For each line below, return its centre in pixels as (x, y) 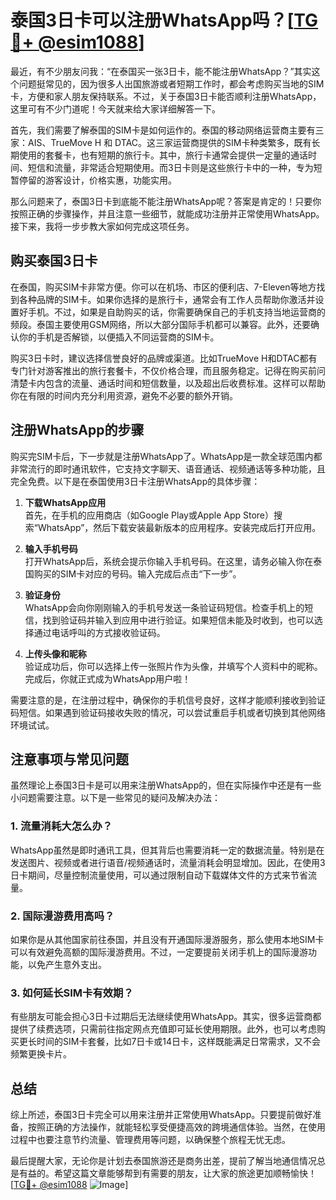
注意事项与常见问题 (69, 759)
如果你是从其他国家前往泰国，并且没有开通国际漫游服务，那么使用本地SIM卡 (167, 939)
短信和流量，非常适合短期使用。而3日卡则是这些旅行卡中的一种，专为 (170, 167)
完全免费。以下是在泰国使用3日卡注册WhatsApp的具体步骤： (135, 481)
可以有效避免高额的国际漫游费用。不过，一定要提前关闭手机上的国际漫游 (159, 952)
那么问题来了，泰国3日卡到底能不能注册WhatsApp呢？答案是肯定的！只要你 (166, 201)
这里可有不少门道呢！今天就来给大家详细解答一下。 (115, 108)
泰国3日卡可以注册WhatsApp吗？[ (152, 20)
